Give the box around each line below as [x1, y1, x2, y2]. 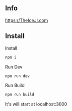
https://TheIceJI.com [5, 17, 48, 23]
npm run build [5, 92, 35, 97]
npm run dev [5, 73, 30, 78]
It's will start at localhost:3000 [5, 101, 67, 107]
